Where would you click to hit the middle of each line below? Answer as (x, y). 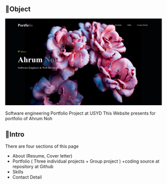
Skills (18, 172)
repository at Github (33, 167)
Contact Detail (27, 177)
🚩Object (18, 9)
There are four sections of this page (42, 146)
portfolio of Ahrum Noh (29, 119)
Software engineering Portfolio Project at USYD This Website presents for (80, 113)
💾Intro (15, 134)
